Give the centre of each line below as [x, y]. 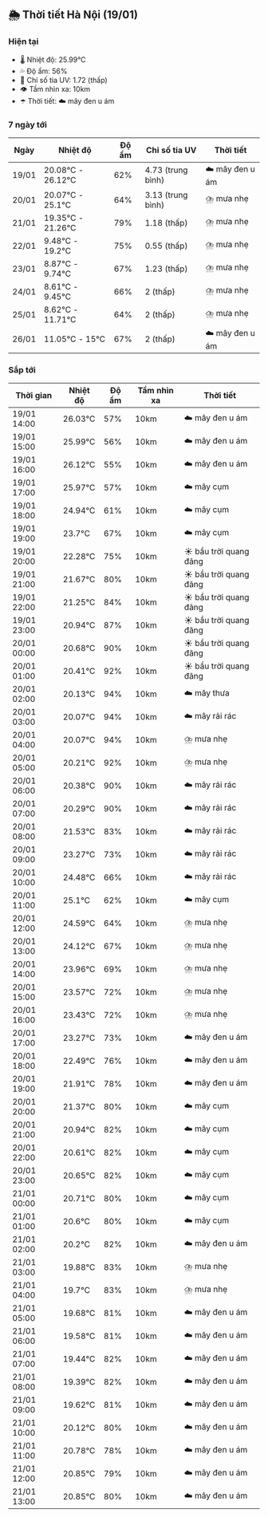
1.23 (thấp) [166, 269]
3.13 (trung [166, 195]
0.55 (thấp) [166, 246]
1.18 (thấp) [166, 223]
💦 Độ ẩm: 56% [43, 71]
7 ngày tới [28, 124]
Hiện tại [24, 41]
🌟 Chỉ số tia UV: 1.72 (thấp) [63, 80]
